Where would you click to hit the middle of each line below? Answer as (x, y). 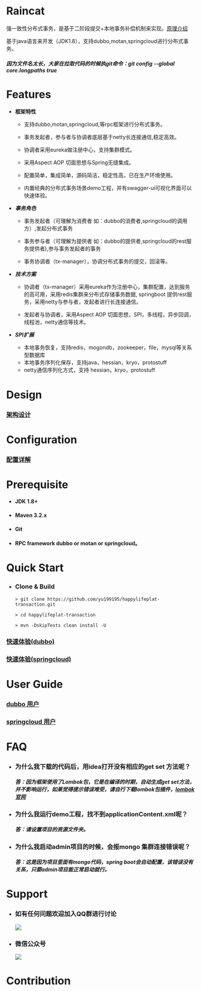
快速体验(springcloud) (39, 659)
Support (27, 894)
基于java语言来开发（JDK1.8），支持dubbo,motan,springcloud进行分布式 (95, 41)
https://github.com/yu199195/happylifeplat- (103, 599)
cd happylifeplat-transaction (58, 615)
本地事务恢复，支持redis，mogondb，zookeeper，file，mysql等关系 (108, 348)
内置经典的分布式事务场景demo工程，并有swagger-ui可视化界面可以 (108, 188)
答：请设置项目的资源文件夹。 (51, 830)
